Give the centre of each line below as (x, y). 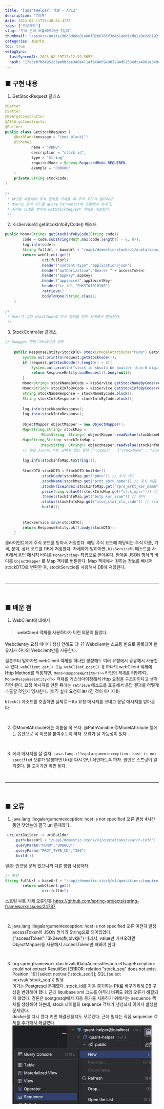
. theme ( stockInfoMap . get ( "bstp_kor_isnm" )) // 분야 (92, 497)
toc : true (15, 46)
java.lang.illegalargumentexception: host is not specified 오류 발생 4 (80, 819)
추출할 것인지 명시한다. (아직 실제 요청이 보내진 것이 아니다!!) (62, 691)
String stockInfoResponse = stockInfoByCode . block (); (78, 399)
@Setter (13, 112)
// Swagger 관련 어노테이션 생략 (34, 342)
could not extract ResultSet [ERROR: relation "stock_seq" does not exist (84, 969)
